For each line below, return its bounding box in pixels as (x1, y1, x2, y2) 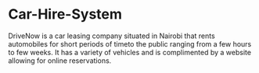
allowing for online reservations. (8, 56, 112, 65)
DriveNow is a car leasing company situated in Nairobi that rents (8, 31, 215, 40)
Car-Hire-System (8, 5, 123, 23)
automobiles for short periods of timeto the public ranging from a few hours (8, 39, 252, 48)
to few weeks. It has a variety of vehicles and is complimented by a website (8, 47, 252, 57)
